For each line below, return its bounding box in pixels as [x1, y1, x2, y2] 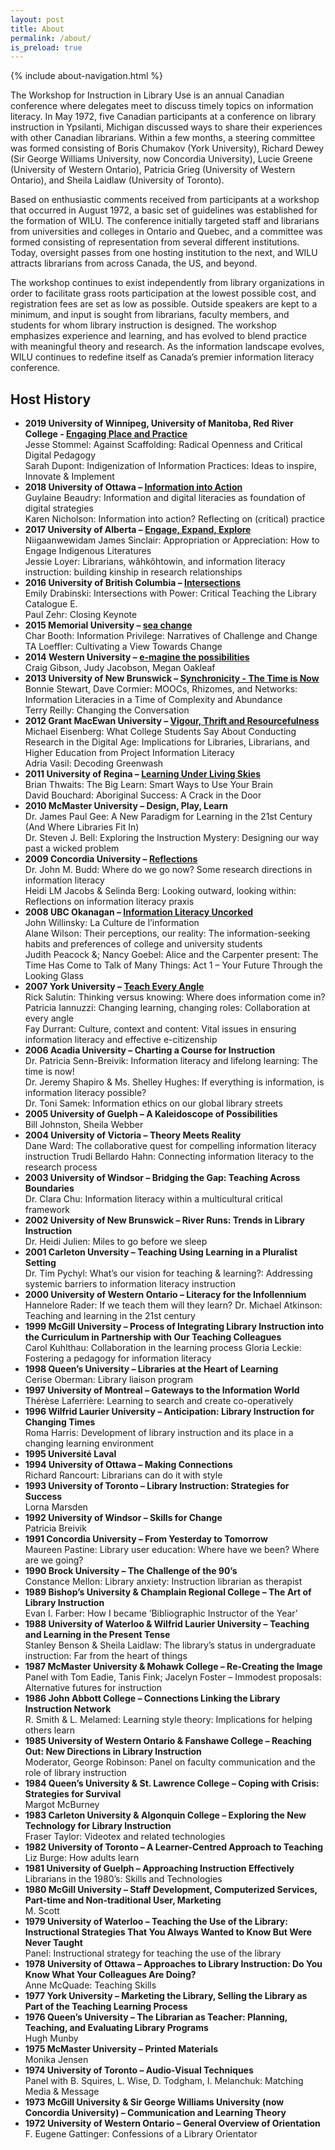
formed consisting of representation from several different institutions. [10, 236, 300, 248]
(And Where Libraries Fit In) [24, 821, 140, 833]
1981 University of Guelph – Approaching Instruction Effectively [24, 1862, 295, 1875]
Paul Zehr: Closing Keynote [24, 609, 138, 621]
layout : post [10, 14, 65, 25]
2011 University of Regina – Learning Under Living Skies [24, 768, 262, 780]
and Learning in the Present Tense [24, 1629, 171, 1641]
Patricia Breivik [24, 1522, 87, 1535]
